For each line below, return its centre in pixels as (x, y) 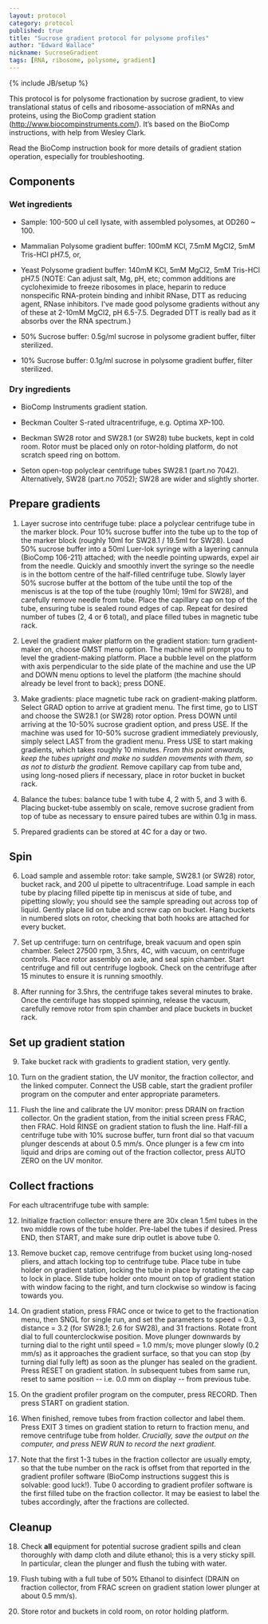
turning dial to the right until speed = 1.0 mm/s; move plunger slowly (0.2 (140, 1345)
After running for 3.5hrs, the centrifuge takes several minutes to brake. (136, 992)
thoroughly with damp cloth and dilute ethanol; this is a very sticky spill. (138, 1554)
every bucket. (43, 927)
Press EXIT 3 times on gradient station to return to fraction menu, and (135, 1427)
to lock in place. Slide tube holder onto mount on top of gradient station (138, 1279)
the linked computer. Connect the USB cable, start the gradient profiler (137, 1086)
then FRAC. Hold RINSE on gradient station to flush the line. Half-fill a (134, 1127)
